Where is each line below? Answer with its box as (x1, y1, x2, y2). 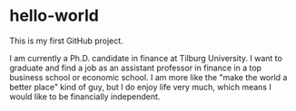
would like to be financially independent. (9, 91, 161, 102)
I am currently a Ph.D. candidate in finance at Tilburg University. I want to (9, 52, 283, 63)
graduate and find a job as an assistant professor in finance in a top (9, 62, 261, 73)
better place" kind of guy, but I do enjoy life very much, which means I (9, 81, 272, 92)
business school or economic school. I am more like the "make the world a (9, 71, 288, 82)
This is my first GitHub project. (9, 35, 124, 46)
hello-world (9, 5, 100, 26)
